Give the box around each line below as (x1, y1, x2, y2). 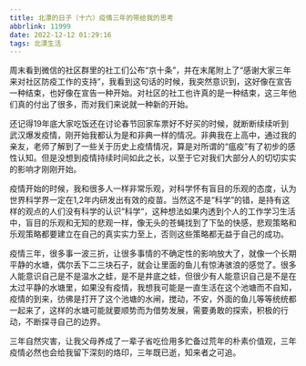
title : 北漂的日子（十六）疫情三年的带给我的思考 (9, 13, 174, 23)
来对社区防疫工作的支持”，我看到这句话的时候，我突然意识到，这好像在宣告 (9, 76, 293, 87)
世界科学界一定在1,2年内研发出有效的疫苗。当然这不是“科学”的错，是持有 (9, 195, 282, 206)
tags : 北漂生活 (9, 38, 62, 48)
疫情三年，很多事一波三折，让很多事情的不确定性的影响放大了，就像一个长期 (9, 248, 297, 259)
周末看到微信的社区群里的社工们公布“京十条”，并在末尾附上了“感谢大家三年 (9, 65, 291, 76)
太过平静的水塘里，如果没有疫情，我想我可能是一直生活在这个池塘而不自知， (9, 282, 297, 293)
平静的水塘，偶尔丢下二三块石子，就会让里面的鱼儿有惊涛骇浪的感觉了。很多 (9, 259, 297, 270)
